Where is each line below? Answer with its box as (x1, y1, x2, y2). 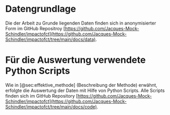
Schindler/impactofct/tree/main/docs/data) (5, 36, 96, 42)
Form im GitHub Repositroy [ (5, 25, 66, 31)
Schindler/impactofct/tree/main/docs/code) (5, 103, 97, 110)
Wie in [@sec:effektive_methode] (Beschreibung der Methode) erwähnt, (5, 82, 158, 88)
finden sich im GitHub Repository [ (5, 93, 78, 99)
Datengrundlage (5, 3, 76, 15)
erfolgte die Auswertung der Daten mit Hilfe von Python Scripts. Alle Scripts (5, 87, 165, 94)
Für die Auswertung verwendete (5, 54, 146, 66)
